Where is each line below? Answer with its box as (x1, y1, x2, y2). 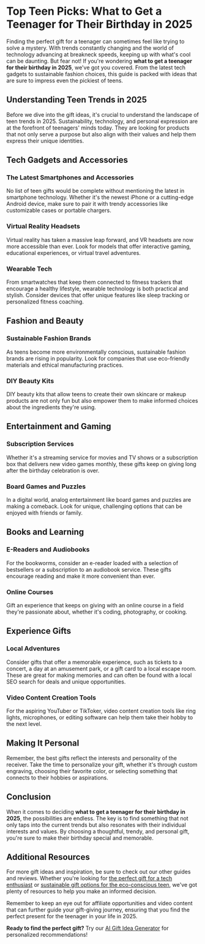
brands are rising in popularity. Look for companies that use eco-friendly (6, 354, 190, 362)
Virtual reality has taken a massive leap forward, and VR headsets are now (6, 236, 194, 243)
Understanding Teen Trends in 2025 (6, 95, 147, 105)
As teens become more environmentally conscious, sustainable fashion (6, 348, 186, 356)
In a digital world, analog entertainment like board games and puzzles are (6, 496, 192, 503)
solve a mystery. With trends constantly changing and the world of (6, 44, 174, 52)
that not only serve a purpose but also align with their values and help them (6, 130, 196, 138)
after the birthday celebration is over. (6, 467, 100, 474)
